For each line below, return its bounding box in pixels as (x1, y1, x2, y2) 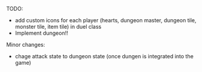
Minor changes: (6, 41, 45, 48)
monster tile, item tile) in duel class (14, 23, 102, 30)
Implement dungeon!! (14, 29, 68, 37)
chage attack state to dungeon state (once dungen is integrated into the (14, 53, 194, 59)
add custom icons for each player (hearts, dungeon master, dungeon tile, (14, 17, 197, 23)
